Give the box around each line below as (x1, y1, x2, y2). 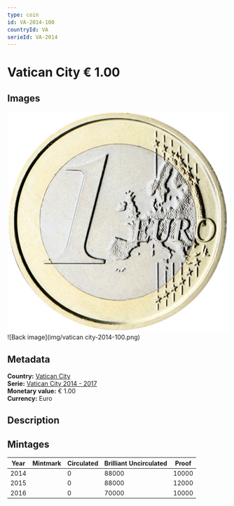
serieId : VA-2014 (7, 34, 58, 41)
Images (7, 92, 41, 104)
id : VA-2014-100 (7, 18, 55, 26)
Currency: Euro (7, 395, 53, 403)
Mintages (7, 438, 50, 450)
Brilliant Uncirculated (104, 459, 167, 467)
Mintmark (32, 459, 62, 467)
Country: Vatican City (7, 372, 71, 381)
